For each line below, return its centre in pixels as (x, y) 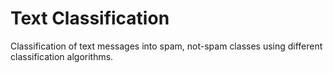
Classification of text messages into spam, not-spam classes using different (166, 46)
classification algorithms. (62, 56)
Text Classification (90, 18)
